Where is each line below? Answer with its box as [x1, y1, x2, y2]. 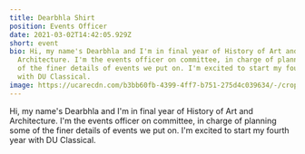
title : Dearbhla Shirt [9, 13, 95, 23]
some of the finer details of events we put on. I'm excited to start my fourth [9, 124, 290, 136]
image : [9, 81, 34, 90]
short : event [9, 38, 59, 48]
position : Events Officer [9, 22, 107, 31]
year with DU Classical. [9, 134, 97, 145]
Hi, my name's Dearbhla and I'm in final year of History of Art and [9, 105, 254, 116]
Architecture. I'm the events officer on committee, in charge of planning [9, 115, 277, 126]
